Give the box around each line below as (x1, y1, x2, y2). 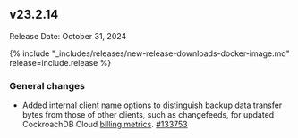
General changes (9, 79, 85, 92)
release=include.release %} (9, 57, 112, 68)
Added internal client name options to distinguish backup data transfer (21, 100, 283, 110)
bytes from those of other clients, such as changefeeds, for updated (21, 110, 275, 120)
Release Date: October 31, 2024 (9, 30, 127, 41)
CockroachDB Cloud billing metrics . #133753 (21, 119, 188, 130)
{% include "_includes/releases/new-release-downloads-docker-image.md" (9, 48, 291, 59)
